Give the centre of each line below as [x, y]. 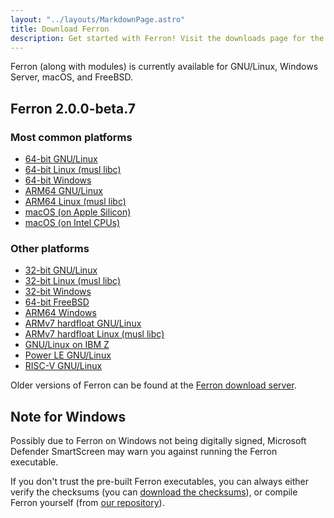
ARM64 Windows [60, 313]
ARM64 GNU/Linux [63, 191]
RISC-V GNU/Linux [63, 366]
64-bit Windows [58, 180]
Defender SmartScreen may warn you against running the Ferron [144, 452]
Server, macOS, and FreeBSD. [72, 77]
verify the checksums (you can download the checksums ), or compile [154, 492]
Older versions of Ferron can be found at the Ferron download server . [153, 385]
